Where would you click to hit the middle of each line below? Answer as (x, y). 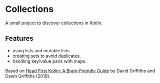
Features (19, 39)
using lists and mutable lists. (41, 50)
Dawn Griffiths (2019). (28, 76)
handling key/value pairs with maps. (49, 61)
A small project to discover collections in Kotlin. (54, 23)
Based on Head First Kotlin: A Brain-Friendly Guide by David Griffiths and (80, 71)
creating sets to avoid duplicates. (46, 56)
